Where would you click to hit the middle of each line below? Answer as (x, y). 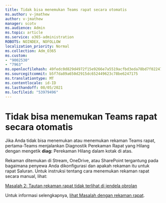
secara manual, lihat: (26, 176)
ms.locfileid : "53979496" (32, 92)
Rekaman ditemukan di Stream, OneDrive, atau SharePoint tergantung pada (82, 161)
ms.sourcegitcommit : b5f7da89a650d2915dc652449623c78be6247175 (72, 74)
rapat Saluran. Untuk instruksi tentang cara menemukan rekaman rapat (77, 171)
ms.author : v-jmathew (27, 14)
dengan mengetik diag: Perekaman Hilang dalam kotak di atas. (69, 151)
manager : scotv (21, 23)
